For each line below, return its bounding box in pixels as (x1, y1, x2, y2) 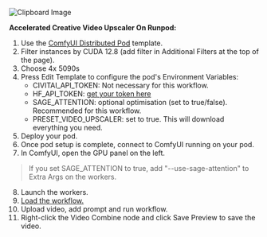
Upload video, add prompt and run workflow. (20, 204, 168, 214)
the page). (20, 56, 55, 64)
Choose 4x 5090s (20, 64, 80, 73)
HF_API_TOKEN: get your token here (32, 89, 151, 99)
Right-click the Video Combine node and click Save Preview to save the (20, 213, 256, 222)
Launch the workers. (20, 188, 88, 196)
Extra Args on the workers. (28, 172, 117, 181)
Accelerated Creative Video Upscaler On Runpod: (9, 23, 177, 32)
